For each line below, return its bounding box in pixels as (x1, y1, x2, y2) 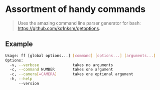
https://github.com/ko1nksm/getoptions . (17, 25, 100, 31)
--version (18, 81, 39, 86)
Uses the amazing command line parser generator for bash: (17, 20, 141, 26)
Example (5, 40, 33, 48)
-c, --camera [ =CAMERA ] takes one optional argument (10, 71, 134, 77)
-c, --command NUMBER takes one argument (10, 67, 113, 72)
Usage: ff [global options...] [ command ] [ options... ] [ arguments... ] (5, 53, 156, 58)
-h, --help (10, 76, 33, 81)
